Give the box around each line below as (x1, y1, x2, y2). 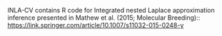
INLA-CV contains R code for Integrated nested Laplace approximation (7, 6, 216, 14)
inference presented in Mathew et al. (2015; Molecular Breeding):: (7, 13, 201, 22)
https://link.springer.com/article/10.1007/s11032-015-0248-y (7, 21, 184, 29)
